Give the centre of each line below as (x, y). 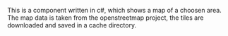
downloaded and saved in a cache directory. (72, 25)
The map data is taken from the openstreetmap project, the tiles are (106, 18)
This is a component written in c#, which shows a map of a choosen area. (115, 10)
